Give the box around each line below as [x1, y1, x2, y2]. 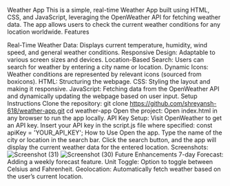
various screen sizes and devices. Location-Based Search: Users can [7, 56, 205, 64]
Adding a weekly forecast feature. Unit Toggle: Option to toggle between [7, 158, 213, 165]
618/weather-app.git [7, 106, 65, 115]
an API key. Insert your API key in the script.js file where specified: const [7, 121, 213, 129]
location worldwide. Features [7, 27, 90, 36]
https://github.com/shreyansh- [129, 100, 217, 107]
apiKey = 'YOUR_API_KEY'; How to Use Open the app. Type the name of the [7, 128, 222, 137]
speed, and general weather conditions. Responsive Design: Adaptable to [7, 48, 216, 56]
